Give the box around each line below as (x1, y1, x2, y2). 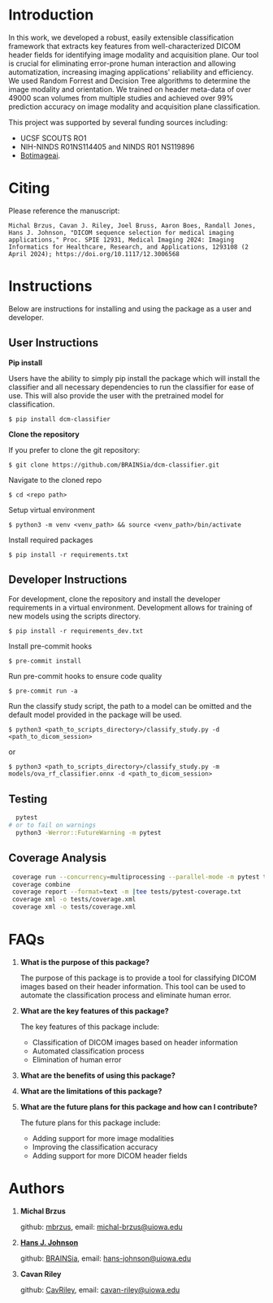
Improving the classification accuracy (32, 1142, 158, 1152)
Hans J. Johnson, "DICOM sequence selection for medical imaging (8, 228, 234, 237)
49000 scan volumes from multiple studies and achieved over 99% (8, 93, 234, 102)
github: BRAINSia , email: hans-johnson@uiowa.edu (19, 1253, 192, 1263)
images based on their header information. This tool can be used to (19, 982, 246, 991)
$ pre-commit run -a (8, 687, 79, 696)
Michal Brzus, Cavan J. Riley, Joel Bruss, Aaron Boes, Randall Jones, (8, 221, 256, 229)
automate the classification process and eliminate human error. (19, 990, 232, 1000)
